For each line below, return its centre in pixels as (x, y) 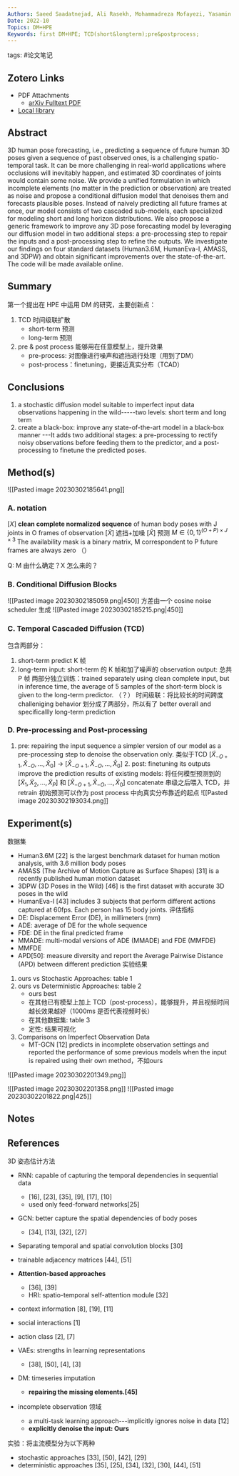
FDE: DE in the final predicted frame (70, 933)
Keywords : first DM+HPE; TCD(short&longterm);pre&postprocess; (103, 34)
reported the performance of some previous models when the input (127, 1052)
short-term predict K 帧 (52, 660)
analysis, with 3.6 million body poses (72, 863)
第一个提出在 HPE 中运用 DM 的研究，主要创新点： (82, 304)
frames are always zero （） (49, 550)
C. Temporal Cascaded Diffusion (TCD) (76, 629)
